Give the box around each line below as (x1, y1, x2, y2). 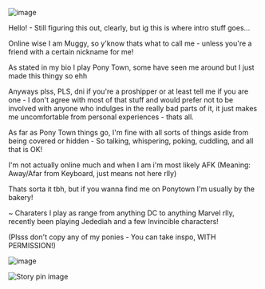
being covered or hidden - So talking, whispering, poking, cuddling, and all (8, 136, 254, 146)
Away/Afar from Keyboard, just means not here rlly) (8, 169, 177, 178)
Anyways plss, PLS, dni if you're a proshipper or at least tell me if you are (8, 86, 249, 96)
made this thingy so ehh (8, 71, 88, 80)
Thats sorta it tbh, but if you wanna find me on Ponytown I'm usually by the (8, 184, 255, 194)
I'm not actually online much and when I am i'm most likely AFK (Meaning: (8, 160, 251, 170)
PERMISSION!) (8, 241, 56, 250)
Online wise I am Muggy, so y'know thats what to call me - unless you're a (8, 38, 252, 48)
